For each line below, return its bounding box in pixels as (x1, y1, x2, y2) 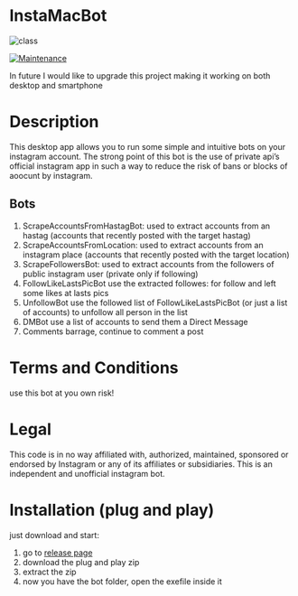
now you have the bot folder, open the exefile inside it (22, 575, 223, 587)
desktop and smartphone (9, 79, 104, 90)
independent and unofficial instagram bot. (9, 468, 165, 479)
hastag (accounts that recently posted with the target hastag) (22, 229, 251, 240)
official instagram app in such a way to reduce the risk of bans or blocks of (9, 160, 288, 172)
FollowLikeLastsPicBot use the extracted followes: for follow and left (22, 277, 276, 289)
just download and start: (9, 529, 99, 540)
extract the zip (22, 566, 77, 577)
